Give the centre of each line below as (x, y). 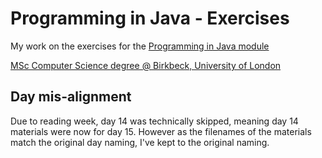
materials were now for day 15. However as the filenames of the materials (161, 131)
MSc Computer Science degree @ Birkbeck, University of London (146, 65)
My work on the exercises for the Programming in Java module (140, 46)
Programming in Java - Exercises (150, 18)
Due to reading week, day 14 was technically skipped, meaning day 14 (154, 121)
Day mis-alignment (71, 97)
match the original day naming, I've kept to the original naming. (140, 142)
